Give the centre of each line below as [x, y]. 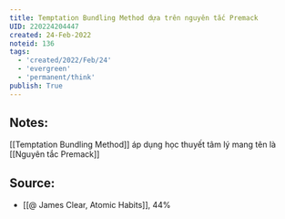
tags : [20, 52]
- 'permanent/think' [56, 78]
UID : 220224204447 [44, 26]
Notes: [29, 123]
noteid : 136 [32, 43]
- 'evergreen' [44, 69]
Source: [32, 183]
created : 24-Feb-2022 [51, 35]
